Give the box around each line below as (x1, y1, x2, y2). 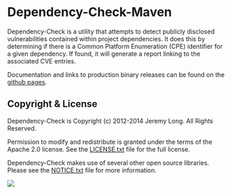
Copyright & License (7, 98, 98, 110)
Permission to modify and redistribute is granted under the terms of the (7, 137, 212, 146)
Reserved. (7, 124, 37, 133)
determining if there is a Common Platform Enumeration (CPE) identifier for (7, 42, 223, 50)
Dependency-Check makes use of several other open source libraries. (7, 158, 210, 167)
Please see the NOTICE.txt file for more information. (7, 165, 157, 174)
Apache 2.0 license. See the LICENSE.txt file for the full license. (7, 144, 191, 154)
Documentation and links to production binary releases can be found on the (7, 70, 225, 79)
